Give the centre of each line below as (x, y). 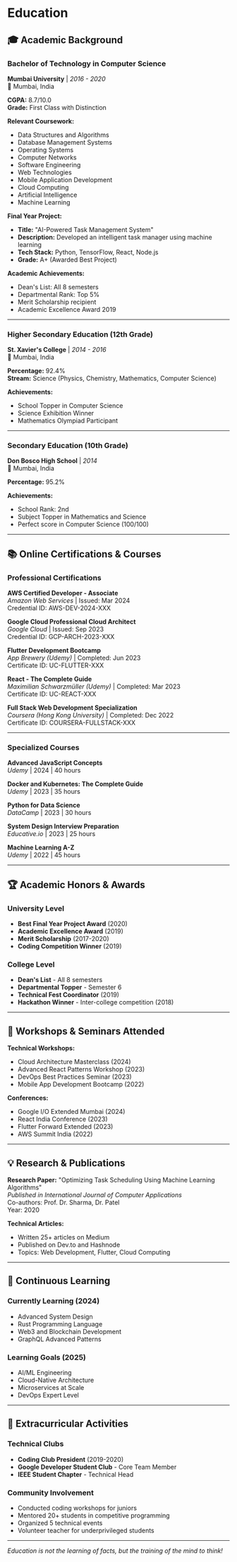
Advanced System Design (55, 1316)
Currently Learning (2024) (54, 1301)
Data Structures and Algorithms (63, 135)
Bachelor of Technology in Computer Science (87, 63)
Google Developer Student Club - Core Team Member (97, 1467)
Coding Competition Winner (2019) (69, 946)
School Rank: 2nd (43, 509)
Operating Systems (45, 150)
